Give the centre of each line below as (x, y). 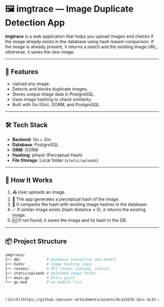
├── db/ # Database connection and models (61, 260)
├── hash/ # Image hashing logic (49, 264)
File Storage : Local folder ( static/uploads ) (55, 160)
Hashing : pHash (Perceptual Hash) (47, 155)
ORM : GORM (25, 150)
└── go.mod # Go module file (43, 282)
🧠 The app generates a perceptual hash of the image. (66, 199)
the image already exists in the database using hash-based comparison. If (80, 41)
